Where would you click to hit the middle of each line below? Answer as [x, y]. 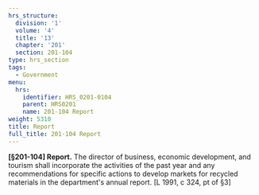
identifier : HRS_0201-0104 [67, 97]
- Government [37, 75]
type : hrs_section [39, 60]
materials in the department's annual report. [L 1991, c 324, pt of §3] [120, 182]
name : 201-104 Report [58, 112]
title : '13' [35, 38]
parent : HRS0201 [50, 104]
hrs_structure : [33, 16]
